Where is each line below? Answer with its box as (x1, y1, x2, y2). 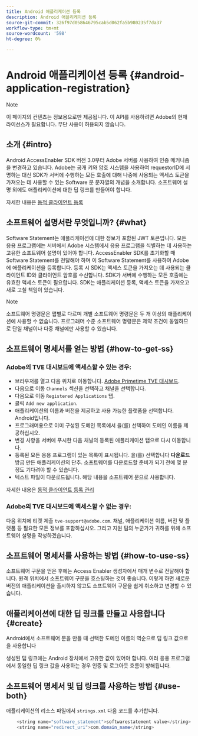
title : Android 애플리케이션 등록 (6, 8, 81, 15)
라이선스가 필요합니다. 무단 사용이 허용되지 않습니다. (6, 121, 126, 128)
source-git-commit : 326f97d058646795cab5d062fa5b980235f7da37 (6, 20, 162, 25)
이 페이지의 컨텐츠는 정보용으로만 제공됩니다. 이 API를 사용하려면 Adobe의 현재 (6, 113, 187, 120)
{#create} (6, 618, 43, 628)
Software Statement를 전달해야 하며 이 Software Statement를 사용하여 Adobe (6, 257, 189, 264)
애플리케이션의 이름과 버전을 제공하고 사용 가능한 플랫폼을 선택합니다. (14, 407, 174, 414)
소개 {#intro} (6, 140, 52, 150)
